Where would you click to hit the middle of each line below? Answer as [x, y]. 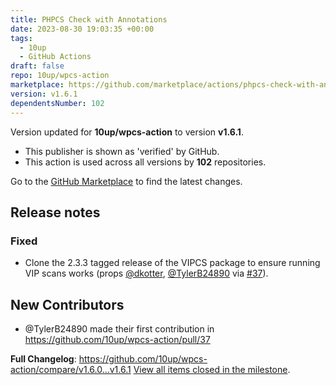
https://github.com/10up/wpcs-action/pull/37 [117, 339]
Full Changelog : [43, 359]
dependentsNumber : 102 [57, 103]
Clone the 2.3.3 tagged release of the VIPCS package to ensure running [172, 263]
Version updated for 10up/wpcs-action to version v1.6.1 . [127, 132]
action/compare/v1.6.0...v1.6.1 [71, 369]
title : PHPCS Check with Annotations [89, 19]
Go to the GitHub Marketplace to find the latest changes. [126, 181]
